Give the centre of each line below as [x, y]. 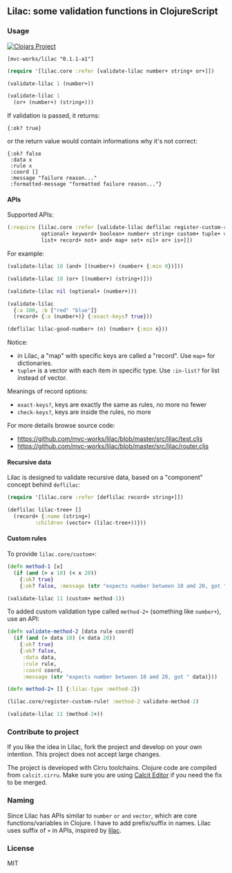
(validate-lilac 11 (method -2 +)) [55, 714]
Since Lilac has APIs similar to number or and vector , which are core [102, 816]
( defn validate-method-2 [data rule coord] [71, 632]
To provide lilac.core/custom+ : [52, 554]
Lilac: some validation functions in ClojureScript [113, 11]
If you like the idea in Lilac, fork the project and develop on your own [105, 747]
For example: [26, 254]
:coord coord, [43, 670]
